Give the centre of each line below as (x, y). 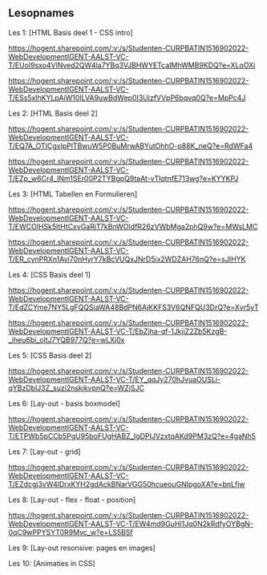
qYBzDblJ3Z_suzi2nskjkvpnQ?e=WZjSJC (76, 387)
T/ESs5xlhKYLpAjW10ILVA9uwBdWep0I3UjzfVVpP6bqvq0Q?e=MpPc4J (127, 97)
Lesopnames (41, 13)
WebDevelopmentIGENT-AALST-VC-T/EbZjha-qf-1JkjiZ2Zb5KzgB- (118, 331)
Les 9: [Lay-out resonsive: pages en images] (82, 548)
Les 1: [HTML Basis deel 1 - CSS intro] (71, 32)
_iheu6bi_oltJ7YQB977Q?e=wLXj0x (67, 339)
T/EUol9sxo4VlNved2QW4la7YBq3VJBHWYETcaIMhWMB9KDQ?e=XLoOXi (132, 65)
